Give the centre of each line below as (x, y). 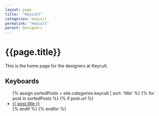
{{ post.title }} (26, 103)
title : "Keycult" (24, 14)
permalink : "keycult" (27, 23)
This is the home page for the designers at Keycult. (57, 66)
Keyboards (22, 81)
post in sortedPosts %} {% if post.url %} (53, 98)
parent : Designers (24, 28)
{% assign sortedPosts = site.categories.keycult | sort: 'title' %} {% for (83, 93)
